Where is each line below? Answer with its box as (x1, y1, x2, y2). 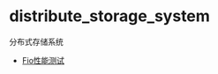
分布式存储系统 (9, 36, 64, 47)
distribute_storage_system (9, 6, 210, 26)
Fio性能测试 (21, 55, 64, 65)
